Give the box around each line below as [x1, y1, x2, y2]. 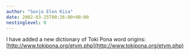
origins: [127, 36, 146, 43]
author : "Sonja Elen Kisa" [6, 8, 73, 15]
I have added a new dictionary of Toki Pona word [6, 36, 126, 43]
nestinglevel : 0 [6, 20, 46, 25]
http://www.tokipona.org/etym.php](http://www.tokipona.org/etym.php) [8, 42, 184, 49]
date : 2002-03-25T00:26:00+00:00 [6, 14, 89, 20]
